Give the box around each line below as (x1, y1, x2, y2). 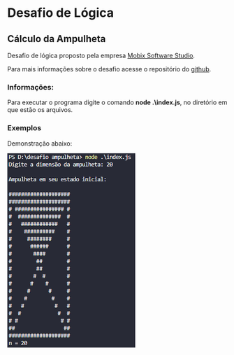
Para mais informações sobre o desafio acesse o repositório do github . (7, 65, 212, 73)
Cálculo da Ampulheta (7, 33, 106, 45)
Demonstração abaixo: (7, 139, 73, 148)
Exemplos (7, 123, 42, 133)
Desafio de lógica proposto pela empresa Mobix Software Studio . (7, 51, 196, 60)
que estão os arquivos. (7, 106, 73, 114)
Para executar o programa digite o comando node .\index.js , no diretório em (7, 98, 228, 106)
